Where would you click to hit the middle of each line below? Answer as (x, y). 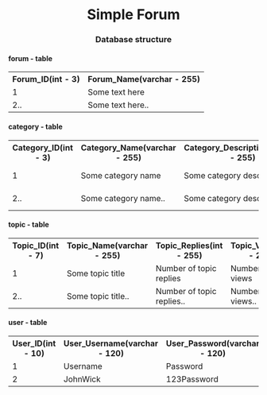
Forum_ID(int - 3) (46, 79)
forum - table (31, 58)
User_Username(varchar (111, 343)
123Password (192, 379)
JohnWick (82, 379)
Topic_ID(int (36, 246)
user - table (28, 323)
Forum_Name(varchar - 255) (144, 79)
